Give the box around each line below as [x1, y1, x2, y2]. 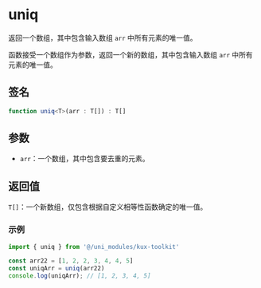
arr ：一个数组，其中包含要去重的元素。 [19, 154, 150, 164]
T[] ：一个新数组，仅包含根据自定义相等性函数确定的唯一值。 [8, 202, 208, 212]
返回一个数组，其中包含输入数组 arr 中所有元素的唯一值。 [8, 33, 197, 42]
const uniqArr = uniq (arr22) [8, 265, 105, 273]
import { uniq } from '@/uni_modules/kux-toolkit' [8, 243, 180, 251]
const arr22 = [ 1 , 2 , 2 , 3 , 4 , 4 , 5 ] [8, 257, 134, 265]
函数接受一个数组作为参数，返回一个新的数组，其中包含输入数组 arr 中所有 [8, 49, 253, 59]
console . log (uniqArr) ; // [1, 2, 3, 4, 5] [8, 272, 151, 280]
